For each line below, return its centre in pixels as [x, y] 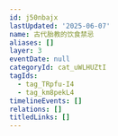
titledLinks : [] [40, 117]
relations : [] [36, 109]
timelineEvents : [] [46, 101]
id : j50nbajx [34, 17]
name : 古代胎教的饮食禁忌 [52, 34]
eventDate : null [40, 59]
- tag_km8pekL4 [46, 92]
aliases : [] [32, 42]
